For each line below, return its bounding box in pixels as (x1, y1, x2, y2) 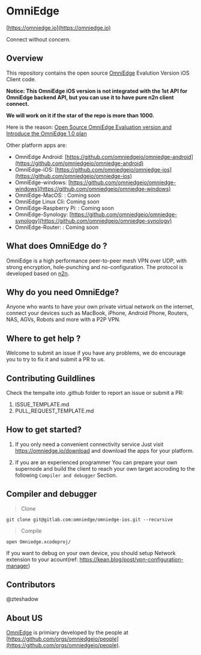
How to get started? (6, 424, 82, 435)
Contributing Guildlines (6, 373, 95, 383)
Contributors (6, 580, 56, 590)
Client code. (6, 75, 37, 82)
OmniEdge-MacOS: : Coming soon (14, 191, 101, 199)
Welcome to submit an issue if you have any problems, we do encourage (6, 349, 186, 356)
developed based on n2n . (6, 270, 70, 277)
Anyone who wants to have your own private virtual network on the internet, (6, 303, 194, 311)
